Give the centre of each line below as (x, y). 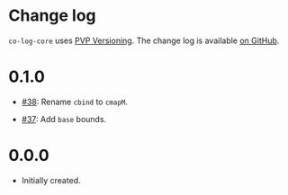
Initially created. (51, 180)
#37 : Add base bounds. (64, 119)
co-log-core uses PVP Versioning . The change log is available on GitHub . (144, 40)
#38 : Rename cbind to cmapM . (74, 102)
